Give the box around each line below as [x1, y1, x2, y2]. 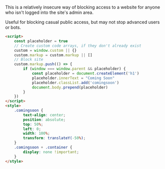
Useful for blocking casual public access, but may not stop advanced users [5, 19, 160, 25]
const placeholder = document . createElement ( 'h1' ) [31, 71, 140, 76]
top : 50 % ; [23, 122, 43, 127]
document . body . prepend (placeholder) [31, 84, 108, 90]
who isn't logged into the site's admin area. [5, 9, 94, 15]
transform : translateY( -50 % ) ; [23, 136, 86, 141]
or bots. [5, 24, 21, 30]
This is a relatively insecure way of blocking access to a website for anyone [5, 4, 161, 10]
